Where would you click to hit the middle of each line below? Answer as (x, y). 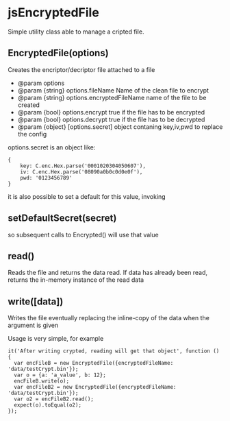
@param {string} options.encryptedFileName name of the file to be (112, 97)
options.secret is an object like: (52, 147)
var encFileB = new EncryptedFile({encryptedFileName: (94, 363)
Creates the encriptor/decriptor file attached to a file (81, 69)
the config (32, 134)
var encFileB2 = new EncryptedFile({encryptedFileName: (95, 387)
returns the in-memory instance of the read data (76, 280)
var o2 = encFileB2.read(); (54, 399)
